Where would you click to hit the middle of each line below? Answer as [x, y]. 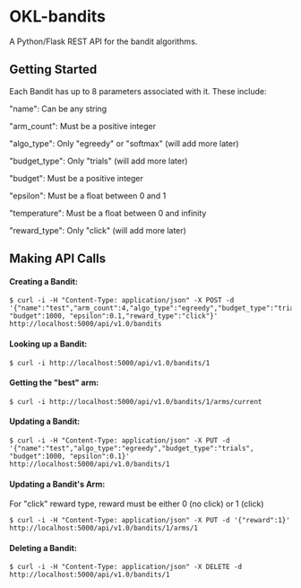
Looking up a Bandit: [48, 344]
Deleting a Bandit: [43, 548]
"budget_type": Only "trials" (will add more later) [99, 161]
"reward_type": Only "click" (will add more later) [98, 230]
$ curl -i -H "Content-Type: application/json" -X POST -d [122, 301]
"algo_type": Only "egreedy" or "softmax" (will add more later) [124, 143]
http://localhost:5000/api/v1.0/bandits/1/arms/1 [104, 528]
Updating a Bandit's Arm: [57, 484]
